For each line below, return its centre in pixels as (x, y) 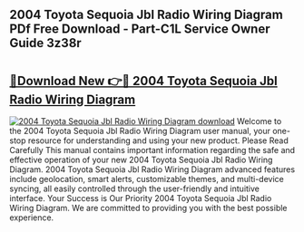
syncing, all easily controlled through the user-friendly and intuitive (135, 188)
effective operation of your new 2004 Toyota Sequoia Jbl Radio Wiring (141, 159)
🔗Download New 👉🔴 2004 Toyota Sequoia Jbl (144, 81)
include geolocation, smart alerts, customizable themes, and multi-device (147, 179)
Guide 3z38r (45, 43)
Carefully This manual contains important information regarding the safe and (152, 150)
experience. (32, 217)
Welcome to (260, 121)
